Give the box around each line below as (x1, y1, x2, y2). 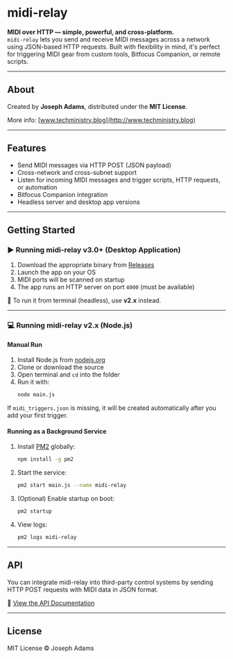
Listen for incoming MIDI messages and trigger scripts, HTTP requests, (17, 176, 221, 184)
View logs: (17, 520, 47, 529)
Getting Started (7, 224, 76, 236)
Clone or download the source (17, 363, 104, 372)
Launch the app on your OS (17, 268, 96, 277)
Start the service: (17, 468, 67, 477)
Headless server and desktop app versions (17, 198, 140, 206)
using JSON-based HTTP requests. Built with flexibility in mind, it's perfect (7, 42, 221, 51)
